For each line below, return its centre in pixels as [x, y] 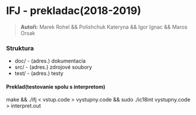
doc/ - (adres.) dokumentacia [50, 61]
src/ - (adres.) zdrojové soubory [53, 67]
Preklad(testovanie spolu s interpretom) [56, 86]
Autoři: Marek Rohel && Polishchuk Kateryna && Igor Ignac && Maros [104, 27]
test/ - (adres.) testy [39, 74]
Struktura [20, 48]
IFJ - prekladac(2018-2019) [74, 11]
